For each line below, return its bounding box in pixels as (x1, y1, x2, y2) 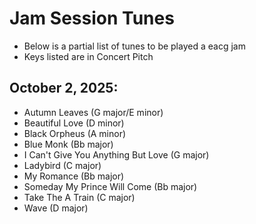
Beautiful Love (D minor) (23, 117, 125, 129)
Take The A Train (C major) (23, 191, 136, 203)
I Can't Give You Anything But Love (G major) (23, 148, 210, 161)
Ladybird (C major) (23, 159, 102, 171)
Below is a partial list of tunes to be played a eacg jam (23, 40, 246, 52)
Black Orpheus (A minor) (23, 127, 127, 139)
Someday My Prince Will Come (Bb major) (23, 180, 198, 192)
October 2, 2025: (9, 80, 119, 97)
